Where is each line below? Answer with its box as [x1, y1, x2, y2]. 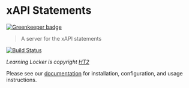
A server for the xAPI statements [20, 35, 102, 42]
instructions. [6, 76, 37, 83]
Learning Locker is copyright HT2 [6, 58, 90, 65]
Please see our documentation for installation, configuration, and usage [6, 69, 183, 77]
